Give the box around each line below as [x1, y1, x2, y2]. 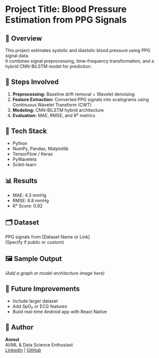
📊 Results [5, 177, 38, 185]
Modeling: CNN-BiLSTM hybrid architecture [12, 107, 104, 113]
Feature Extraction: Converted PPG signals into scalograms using [12, 96, 149, 102]
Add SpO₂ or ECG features [12, 303, 68, 309]
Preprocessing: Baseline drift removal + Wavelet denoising [12, 91, 135, 97]
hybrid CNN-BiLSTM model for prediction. [5, 64, 92, 69]
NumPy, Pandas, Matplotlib [12, 145, 69, 151]
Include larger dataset [12, 298, 58, 304]
